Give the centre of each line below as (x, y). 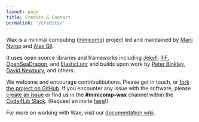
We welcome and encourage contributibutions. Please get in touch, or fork (98, 82)
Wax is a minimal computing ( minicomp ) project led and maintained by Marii (99, 40)
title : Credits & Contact (38, 17)
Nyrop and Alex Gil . (30, 46)
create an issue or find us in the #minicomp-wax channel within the (90, 95)
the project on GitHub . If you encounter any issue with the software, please (99, 89)
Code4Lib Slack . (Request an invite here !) (57, 101)
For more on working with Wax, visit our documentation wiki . (81, 113)
